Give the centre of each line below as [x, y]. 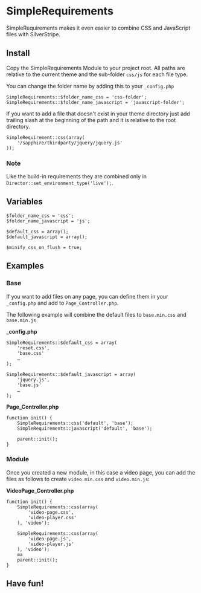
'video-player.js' [51, 544]
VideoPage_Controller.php [40, 490]
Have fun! [25, 584]
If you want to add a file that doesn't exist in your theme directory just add [98, 114]
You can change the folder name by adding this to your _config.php [90, 86]
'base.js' [30, 385]
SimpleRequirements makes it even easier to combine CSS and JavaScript [98, 28]
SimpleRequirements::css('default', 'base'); [75, 423]
